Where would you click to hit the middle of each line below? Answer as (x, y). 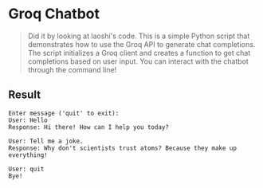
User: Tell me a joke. (46, 141)
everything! (28, 155)
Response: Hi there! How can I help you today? (89, 127)
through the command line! (72, 69)
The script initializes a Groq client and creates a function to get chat (139, 53)
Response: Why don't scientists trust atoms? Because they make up (123, 148)
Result (25, 95)
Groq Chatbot (54, 14)
